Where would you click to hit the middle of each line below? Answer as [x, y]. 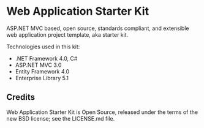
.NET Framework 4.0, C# [46, 58]
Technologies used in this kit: [43, 47]
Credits [21, 97]
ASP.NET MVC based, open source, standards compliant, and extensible [98, 28]
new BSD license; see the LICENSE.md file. [61, 118]
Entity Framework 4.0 [42, 71]
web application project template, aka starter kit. [67, 34]
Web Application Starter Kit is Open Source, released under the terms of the [102, 112]
